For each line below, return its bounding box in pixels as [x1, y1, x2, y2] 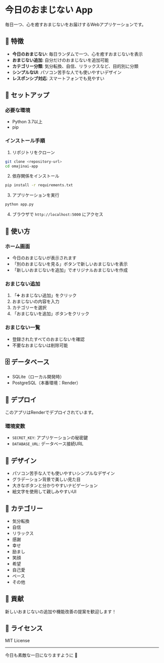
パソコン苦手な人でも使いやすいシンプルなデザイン [12, 470, 115, 476]
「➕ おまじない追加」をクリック [12, 292, 77, 298]
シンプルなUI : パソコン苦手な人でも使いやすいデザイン [12, 69, 122, 75]
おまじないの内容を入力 [12, 298, 60, 305]
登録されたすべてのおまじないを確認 [12, 336, 85, 342]
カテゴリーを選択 [12, 305, 47, 311]
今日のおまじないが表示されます [12, 254, 77, 261]
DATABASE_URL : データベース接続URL [12, 441, 84, 447]
